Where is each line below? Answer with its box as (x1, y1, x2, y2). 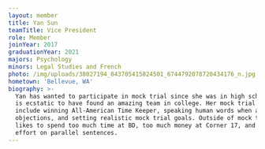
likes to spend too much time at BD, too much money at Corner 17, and (15, 121, 256, 129)
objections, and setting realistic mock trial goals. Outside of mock (15, 114, 252, 122)
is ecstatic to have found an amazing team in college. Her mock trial (15, 99, 256, 107)
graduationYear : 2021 (8, 48, 80, 56)
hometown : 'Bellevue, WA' (8, 77, 93, 85)
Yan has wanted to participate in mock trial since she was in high (15, 92, 245, 100)
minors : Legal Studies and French (8, 63, 122, 71)
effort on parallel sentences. (15, 129, 118, 136)
